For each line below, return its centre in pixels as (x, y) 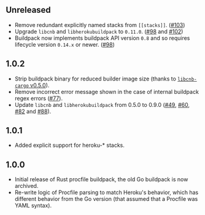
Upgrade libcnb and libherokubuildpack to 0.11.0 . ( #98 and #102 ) (99, 31)
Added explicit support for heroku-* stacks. (70, 145)
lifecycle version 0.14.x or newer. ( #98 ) (64, 44)
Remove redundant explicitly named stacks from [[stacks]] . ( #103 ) (100, 25)
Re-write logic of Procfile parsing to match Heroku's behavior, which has (106, 192)
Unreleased (29, 10)
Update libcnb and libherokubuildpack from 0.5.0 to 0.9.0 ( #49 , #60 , (102, 104)
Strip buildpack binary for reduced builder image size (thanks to (95, 79)
